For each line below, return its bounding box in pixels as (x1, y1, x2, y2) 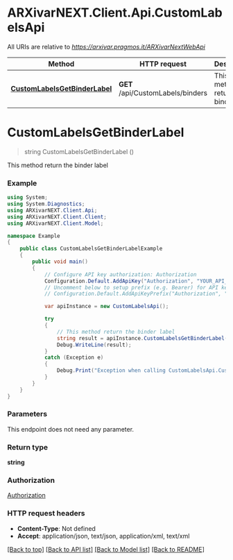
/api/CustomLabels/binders (119, 88, 208, 98)
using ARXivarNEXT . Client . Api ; (7, 207, 98, 214)
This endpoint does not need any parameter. (7, 425, 134, 433)
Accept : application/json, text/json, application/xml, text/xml (17, 532, 190, 540)
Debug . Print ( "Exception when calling (56, 367, 166, 374)
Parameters (7, 409, 47, 419)
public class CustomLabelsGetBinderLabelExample (19, 245, 163, 253)
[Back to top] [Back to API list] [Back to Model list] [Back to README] (7, 545, 205, 553)
